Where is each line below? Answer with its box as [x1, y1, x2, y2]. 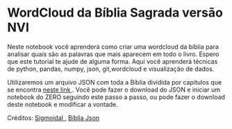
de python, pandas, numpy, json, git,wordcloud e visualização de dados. [7, 64, 215, 73]
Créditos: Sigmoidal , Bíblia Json [7, 113, 100, 122]
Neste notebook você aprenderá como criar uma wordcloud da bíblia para [7, 42, 219, 51]
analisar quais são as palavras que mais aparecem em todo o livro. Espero [7, 50, 219, 58]
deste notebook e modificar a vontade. [7, 100, 118, 108]
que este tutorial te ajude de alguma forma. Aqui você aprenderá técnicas [7, 57, 218, 65]
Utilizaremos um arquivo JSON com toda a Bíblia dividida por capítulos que [7, 78, 222, 86]
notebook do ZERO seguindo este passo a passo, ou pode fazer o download [7, 92, 226, 101]
